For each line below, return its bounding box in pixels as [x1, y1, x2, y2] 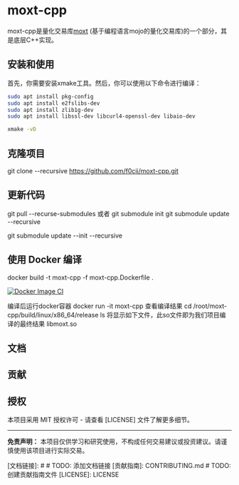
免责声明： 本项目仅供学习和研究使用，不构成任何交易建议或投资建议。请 [7, 437, 221, 446]
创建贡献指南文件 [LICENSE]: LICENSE [7, 470, 119, 479]
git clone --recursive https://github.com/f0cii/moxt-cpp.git [7, 166, 179, 175]
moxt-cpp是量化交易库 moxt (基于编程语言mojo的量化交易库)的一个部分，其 [7, 26, 228, 35]
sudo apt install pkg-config [7, 93, 94, 100]
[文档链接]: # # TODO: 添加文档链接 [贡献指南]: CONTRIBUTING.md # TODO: [7, 461, 231, 470]
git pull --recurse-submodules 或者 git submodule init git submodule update [7, 209, 230, 218]
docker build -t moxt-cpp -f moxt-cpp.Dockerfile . [7, 273, 154, 282]
